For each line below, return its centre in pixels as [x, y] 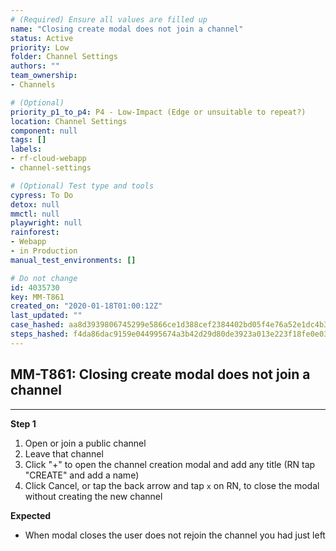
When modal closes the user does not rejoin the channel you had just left [175, 535]
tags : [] [28, 140]
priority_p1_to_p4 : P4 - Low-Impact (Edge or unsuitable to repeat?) [158, 112]
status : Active [42, 38]
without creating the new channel [93, 496]
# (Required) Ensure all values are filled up [109, 19]
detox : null [35, 204]
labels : [26, 149]
